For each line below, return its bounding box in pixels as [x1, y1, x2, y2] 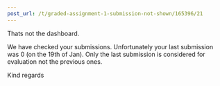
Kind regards [7, 71, 44, 79]
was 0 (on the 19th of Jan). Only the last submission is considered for [7, 50, 206, 58]
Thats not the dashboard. [7, 29, 80, 37]
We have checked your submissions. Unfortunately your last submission [7, 42, 214, 51]
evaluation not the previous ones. [7, 57, 103, 66]
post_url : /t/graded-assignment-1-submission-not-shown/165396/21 [7, 10, 203, 17]
